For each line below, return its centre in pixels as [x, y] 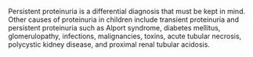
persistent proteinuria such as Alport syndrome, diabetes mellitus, [114, 28]
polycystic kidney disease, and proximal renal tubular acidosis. [109, 45]
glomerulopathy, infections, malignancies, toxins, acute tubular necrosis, [125, 36]
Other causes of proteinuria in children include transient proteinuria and [123, 20]
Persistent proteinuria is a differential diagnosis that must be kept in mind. [127, 11]
